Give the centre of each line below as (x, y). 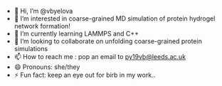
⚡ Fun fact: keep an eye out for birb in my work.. (85, 75)
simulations (31, 49)
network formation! (42, 26)
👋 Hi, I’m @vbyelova (43, 11)
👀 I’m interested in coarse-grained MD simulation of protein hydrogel (115, 18)
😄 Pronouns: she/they (47, 67)
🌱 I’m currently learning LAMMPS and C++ (76, 33)
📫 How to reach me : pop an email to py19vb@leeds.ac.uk (100, 57)
